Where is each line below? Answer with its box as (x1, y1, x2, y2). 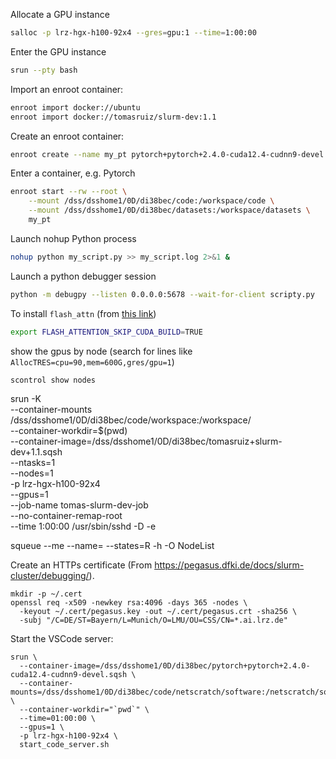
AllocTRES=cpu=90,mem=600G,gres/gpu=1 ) (10, 355, 175, 368)
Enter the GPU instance (10, 45, 107, 58)
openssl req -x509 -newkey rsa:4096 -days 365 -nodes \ (10, 598, 248, 608)
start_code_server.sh (19, 740, 110, 750)
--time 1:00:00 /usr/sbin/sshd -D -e (10, 520, 157, 533)
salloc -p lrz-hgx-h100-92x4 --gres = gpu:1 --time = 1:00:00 (10, 28, 257, 38)
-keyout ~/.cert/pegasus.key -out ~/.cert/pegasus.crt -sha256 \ (19, 607, 298, 617)
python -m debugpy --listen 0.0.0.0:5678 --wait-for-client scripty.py (10, 289, 315, 299)
